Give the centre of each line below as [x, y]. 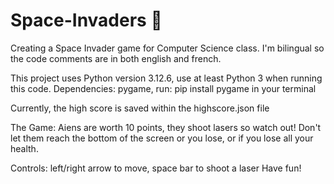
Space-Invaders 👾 [86, 20]
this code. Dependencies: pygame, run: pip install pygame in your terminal [163, 88]
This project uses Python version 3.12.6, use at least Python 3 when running [166, 78]
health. [24, 148]
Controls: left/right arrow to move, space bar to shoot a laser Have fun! [156, 168]
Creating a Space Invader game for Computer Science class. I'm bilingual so [167, 48]
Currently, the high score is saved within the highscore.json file [140, 108]
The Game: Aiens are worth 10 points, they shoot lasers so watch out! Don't [166, 127]
